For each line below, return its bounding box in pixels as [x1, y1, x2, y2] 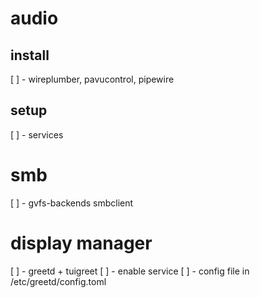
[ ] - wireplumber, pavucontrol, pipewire [10, 73, 175, 85]
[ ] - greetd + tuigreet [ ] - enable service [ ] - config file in [10, 265, 250, 277]
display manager [10, 232, 153, 254]
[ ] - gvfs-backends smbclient [10, 197, 134, 209]
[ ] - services [10, 128, 64, 141]
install [10, 47, 50, 64]
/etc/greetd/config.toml [10, 275, 107, 287]
